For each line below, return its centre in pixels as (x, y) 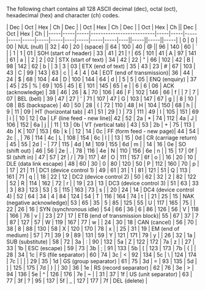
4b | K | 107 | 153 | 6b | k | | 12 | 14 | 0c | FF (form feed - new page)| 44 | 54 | (103, 131)
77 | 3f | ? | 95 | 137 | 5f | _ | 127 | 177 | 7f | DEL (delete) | (77, 281)
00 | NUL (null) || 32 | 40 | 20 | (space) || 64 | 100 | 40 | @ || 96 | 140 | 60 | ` (102, 46)
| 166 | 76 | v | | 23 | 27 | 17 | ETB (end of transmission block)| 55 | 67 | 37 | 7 (102, 216)
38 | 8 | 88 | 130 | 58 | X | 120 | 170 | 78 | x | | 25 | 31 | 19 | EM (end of (93, 229)
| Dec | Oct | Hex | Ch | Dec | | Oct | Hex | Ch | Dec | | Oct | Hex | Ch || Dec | (102, 27)
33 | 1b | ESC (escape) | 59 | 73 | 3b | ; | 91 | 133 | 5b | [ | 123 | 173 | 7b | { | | (101, 248)
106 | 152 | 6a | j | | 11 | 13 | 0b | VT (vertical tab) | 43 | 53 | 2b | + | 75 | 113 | (101, 125)
